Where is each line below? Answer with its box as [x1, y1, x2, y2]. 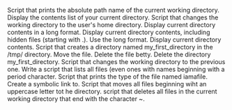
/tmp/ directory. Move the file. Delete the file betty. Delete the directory [7, 50, 211, 58]
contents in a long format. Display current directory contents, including [7, 28, 210, 36]
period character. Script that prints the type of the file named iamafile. [7, 72, 208, 81]
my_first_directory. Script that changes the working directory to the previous [7, 58, 226, 65]
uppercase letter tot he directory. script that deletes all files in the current [7, 87, 217, 95]
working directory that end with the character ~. [7, 95, 145, 103]
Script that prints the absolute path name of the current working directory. [7, 6, 219, 14]
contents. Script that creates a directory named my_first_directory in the [7, 43, 214, 51]
